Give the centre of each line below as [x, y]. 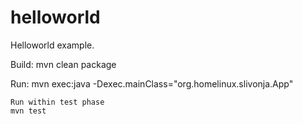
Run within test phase [57, 102]
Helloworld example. [52, 45]
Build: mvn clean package [63, 64]
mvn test [28, 111]
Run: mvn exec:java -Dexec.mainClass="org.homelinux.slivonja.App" [152, 83]
